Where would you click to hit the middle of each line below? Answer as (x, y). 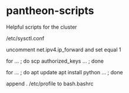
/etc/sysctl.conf (25, 38)
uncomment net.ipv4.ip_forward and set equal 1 (64, 49)
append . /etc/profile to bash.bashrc (50, 84)
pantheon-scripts (50, 11)
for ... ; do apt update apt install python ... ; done (64, 72)
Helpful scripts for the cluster (42, 27)
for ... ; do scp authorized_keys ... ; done (55, 61)
